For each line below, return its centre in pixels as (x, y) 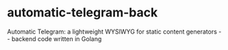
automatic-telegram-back (83, 13)
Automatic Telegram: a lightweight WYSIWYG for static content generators (112, 32)
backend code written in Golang (56, 38)
